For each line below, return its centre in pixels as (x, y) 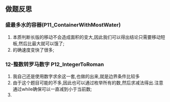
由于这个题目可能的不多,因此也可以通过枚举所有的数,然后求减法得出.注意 (88, 83)
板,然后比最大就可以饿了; (39, 43)
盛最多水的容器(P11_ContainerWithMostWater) (63, 25)
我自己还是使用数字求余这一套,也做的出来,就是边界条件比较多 (76, 76)
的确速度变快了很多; (33, 49)
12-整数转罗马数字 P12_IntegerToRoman (55, 64)
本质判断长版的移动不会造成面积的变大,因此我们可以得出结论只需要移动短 (89, 37)
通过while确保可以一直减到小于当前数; (52, 89)
